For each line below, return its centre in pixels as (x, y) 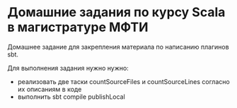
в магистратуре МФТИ (78, 27)
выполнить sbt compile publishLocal (71, 97)
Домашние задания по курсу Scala (116, 12)
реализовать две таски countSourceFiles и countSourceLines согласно (123, 81)
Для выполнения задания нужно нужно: (68, 68)
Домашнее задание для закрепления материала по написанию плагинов (118, 47)
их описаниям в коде (50, 89)
